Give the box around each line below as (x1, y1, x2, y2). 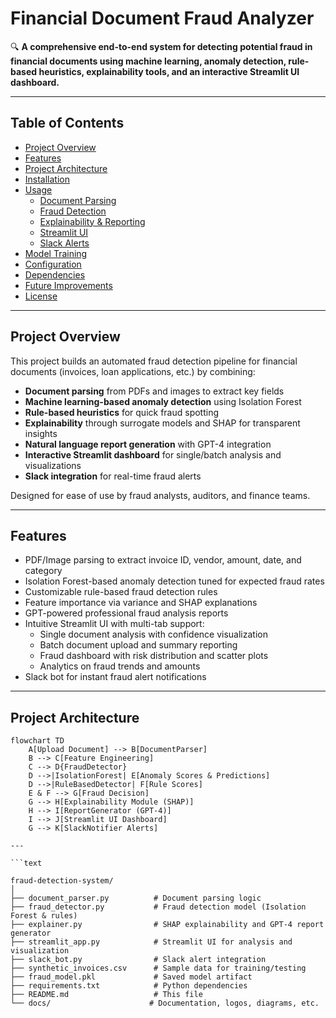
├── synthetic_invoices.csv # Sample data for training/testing (10, 963, 307, 974)
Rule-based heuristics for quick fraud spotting (24, 406, 220, 418)
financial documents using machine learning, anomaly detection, (10, 55, 287, 67)
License (24, 290, 58, 302)
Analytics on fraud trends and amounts (39, 660, 201, 672)
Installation (24, 173, 71, 185)
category (24, 565, 63, 577)
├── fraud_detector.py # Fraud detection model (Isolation (10, 902, 307, 912)
